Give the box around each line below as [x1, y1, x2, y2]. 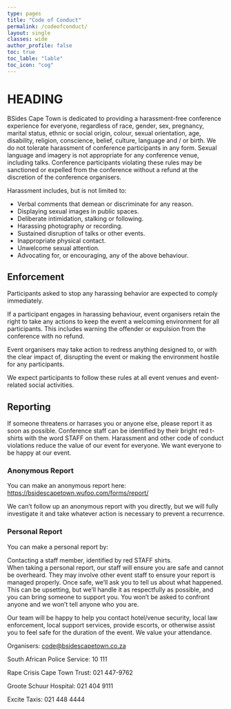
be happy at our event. [7, 448, 72, 457]
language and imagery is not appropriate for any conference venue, [7, 151, 200, 159]
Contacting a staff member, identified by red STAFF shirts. [7, 556, 172, 564]
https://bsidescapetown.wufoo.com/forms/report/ [7, 489, 149, 498]
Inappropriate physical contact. [17, 236, 106, 245]
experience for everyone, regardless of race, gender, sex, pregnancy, [7, 122, 205, 130]
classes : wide [7, 36, 48, 43]
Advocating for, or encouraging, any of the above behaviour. [17, 251, 189, 259]
